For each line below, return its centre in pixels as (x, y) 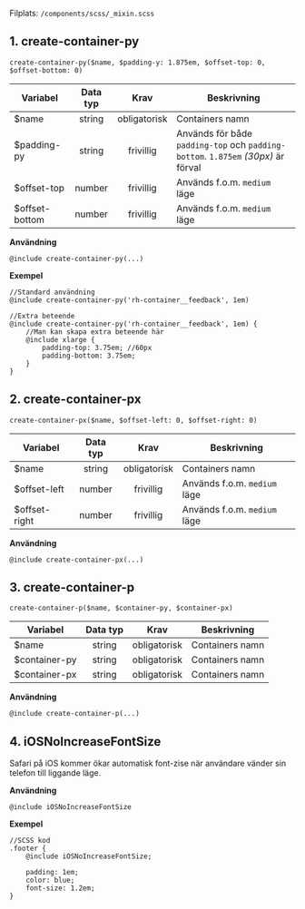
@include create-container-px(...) (77, 560)
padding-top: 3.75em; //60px (97, 347)
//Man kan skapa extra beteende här (95, 332)
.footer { (28, 849)
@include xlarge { (60, 339)
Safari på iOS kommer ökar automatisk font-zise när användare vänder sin (148, 763)
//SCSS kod (30, 841)
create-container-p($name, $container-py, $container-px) (121, 608)
